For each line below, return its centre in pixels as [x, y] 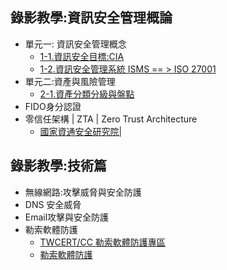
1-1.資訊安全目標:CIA [82, 56]
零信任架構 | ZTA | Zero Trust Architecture [111, 119]
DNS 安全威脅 [53, 204]
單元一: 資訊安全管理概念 [75, 44]
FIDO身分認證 [53, 106]
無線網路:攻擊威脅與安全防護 [83, 192]
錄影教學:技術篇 [59, 166]
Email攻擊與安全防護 [67, 217]
